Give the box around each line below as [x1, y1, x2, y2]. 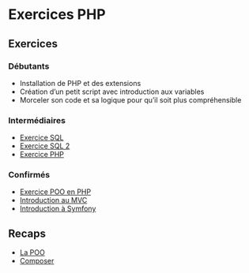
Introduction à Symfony [19, 204, 96, 214]
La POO [19, 248, 45, 257]
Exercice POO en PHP [19, 187, 92, 196]
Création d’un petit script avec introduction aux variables [19, 87, 205, 96]
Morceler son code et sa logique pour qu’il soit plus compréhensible [19, 95, 242, 104]
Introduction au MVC [19, 196, 88, 205]
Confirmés [8, 170, 51, 181]
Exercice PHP [19, 150, 65, 159]
